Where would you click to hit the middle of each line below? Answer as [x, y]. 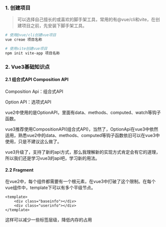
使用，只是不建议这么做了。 [33, 141]
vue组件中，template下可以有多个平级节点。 [50, 188]
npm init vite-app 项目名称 [33, 53]
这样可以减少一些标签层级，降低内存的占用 [49, 220]
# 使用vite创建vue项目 [26, 49]
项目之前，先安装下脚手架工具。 [54, 26]
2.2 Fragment [19, 170]
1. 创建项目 [18, 7]
